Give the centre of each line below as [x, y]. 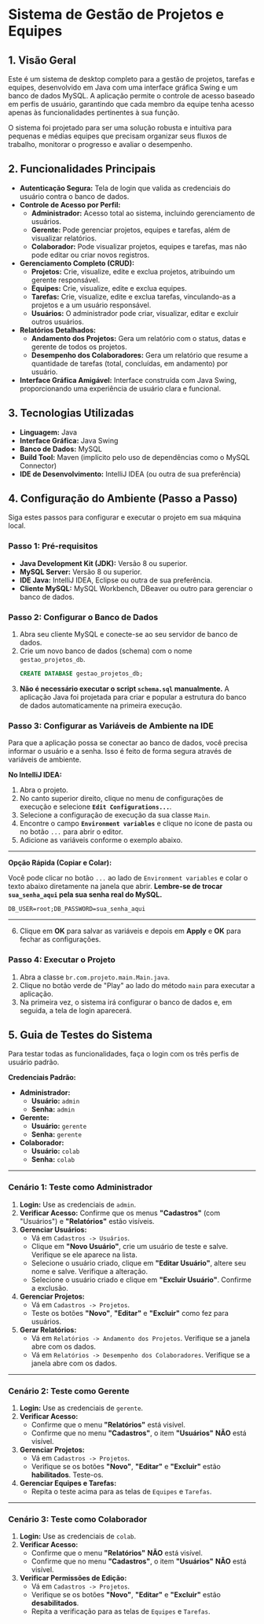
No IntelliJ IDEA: [35, 775]
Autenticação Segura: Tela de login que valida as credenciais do [125, 188]
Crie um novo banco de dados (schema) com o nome [106, 651]
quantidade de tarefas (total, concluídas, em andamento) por [130, 363]
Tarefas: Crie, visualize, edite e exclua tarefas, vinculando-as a [134, 296]
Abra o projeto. [44, 790]
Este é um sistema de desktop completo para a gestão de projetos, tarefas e [132, 79]
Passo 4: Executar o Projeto [62, 960]
